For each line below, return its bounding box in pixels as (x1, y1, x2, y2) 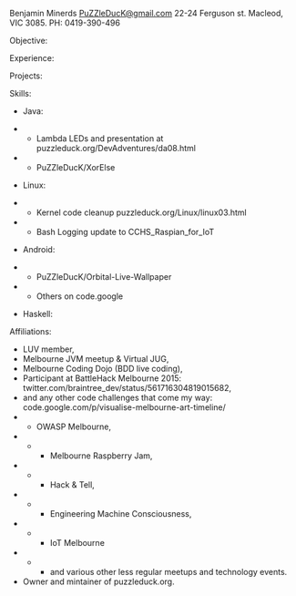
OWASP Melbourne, (36, 421, 112, 432)
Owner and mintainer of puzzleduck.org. (22, 576, 175, 587)
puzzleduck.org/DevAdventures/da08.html (36, 143, 196, 153)
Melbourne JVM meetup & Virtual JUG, (22, 354, 169, 364)
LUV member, (22, 344, 75, 355)
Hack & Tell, (49, 479, 96, 490)
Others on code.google (36, 291, 124, 302)
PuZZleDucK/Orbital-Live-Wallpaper (36, 272, 172, 282)
